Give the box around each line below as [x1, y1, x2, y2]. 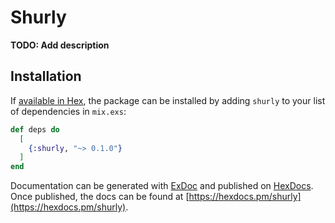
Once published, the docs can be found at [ [10, 191, 190, 203]
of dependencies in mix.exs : [10, 105, 127, 117]
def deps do [10, 124, 60, 135]
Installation [10, 68, 82, 85]
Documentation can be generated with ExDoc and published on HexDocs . [10, 180, 314, 192]
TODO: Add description [10, 39, 110, 51]
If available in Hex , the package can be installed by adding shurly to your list [10, 94, 326, 106]
